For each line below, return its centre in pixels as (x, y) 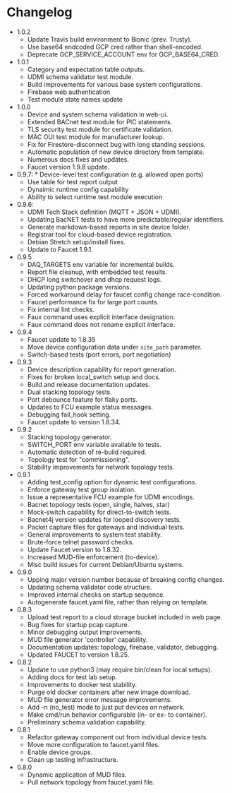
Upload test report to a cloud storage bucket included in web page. (125, 617)
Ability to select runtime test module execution (95, 197)
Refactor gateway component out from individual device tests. (118, 737)
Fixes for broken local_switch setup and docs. (94, 377)
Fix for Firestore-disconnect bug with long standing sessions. (116, 144)
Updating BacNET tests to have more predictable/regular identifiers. (126, 219)
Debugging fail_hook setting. (69, 415)
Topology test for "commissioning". (79, 459)
